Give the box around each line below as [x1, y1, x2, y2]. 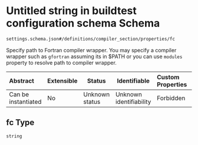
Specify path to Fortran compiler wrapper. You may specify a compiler [6, 46, 177, 53]
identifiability [115, 97, 151, 106]
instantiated [9, 97, 42, 106]
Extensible [47, 76, 78, 85]
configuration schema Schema [6, 16, 160, 30]
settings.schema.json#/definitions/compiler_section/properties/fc [6, 36, 176, 42]
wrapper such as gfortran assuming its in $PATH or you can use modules [6, 53, 183, 60]
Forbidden [157, 94, 186, 102]
